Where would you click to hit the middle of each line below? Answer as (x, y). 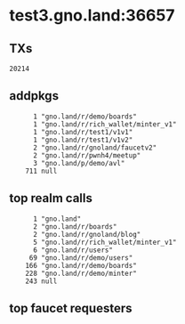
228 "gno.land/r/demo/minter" (81, 273)
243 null (41, 281)
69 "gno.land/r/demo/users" (81, 258)
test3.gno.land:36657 (92, 16)
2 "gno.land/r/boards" (75, 227)
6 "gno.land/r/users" (73, 250)
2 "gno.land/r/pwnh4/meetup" (87, 155)
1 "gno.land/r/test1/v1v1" (83, 132)
